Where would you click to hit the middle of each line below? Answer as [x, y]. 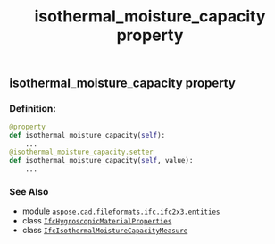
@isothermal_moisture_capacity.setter [81, 152]
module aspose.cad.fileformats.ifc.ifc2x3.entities [121, 211]
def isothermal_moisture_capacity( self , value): [101, 160]
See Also [29, 191]
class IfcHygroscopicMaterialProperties [97, 221]
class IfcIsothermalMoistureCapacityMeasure [105, 231]
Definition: [33, 109]
